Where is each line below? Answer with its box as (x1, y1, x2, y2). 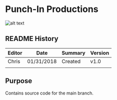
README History (5, 34, 58, 43)
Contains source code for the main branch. (5, 90, 93, 96)
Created (61, 57, 81, 64)
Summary (61, 49, 86, 56)
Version (90, 49, 109, 56)
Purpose (5, 76, 32, 85)
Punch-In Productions (5, 3, 98, 15)
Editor (7, 49, 22, 56)
